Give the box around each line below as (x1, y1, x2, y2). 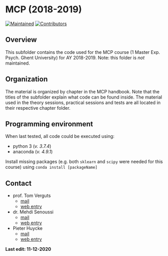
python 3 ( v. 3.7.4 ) (12, 143, 52, 149)
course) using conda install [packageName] (5, 164, 98, 170)
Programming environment (5, 120, 93, 128)
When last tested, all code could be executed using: (5, 133, 115, 140)
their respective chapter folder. (5, 105, 71, 111)
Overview (5, 35, 37, 44)
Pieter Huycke (12, 225, 43, 231)
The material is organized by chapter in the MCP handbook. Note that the (5, 88, 160, 94)
